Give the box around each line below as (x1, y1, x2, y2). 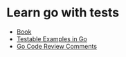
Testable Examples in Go (16, 34, 87, 43)
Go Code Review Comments (16, 42, 98, 50)
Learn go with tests (6, 5, 120, 21)
